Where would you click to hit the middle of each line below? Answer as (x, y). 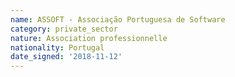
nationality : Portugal (57, 47)
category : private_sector (64, 29)
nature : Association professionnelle (89, 38)
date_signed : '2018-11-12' (66, 57)
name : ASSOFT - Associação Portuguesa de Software (118, 19)
